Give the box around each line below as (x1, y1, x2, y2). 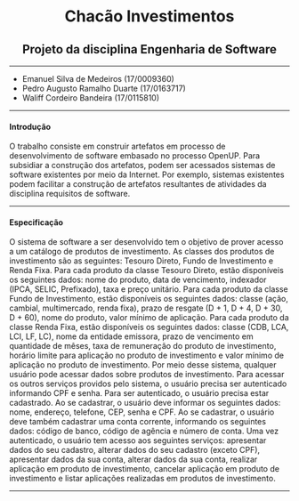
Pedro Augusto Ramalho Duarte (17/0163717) (21, 83, 187, 93)
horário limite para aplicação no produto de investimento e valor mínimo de (9, 350, 285, 361)
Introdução (9, 121, 52, 132)
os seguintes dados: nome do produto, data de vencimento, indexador (9, 274, 267, 286)
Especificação (9, 216, 64, 228)
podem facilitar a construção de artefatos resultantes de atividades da (9, 179, 267, 190)
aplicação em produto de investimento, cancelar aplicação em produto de (9, 464, 280, 474)
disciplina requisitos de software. (9, 189, 131, 199)
